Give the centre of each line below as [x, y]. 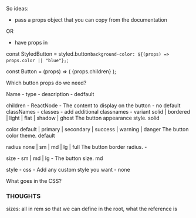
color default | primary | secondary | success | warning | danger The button [97, 129]
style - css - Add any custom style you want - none [68, 170]
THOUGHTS [23, 196]
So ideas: [17, 8]
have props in [31, 42]
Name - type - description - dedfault [50, 94]
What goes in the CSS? [34, 181]
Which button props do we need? [46, 83]
